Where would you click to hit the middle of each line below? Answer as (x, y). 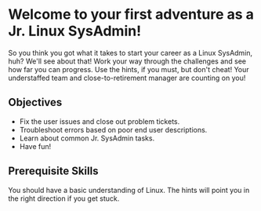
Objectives (35, 102)
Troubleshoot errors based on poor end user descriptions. (113, 129)
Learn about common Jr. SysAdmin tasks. (87, 138)
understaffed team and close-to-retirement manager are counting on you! (127, 78)
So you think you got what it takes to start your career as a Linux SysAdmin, (130, 53)
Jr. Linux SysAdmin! (75, 31)
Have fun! (35, 146)
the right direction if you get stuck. (64, 198)
